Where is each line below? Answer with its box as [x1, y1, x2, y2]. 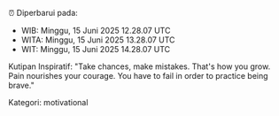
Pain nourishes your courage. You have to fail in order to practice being [8, 71, 268, 81]
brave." [8, 80, 35, 90]
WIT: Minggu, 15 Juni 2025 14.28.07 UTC [20, 44, 171, 54]
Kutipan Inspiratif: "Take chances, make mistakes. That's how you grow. [8, 61, 271, 72]
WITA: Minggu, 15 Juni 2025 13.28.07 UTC [20, 35, 175, 45]
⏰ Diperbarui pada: [8, 8, 79, 18]
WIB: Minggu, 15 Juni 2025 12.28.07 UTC [20, 26, 171, 35]
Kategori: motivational [8, 97, 89, 107]
